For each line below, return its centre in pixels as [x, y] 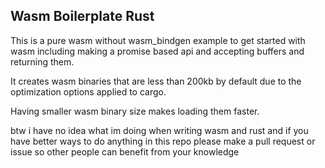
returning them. [42, 61]
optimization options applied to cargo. [88, 91]
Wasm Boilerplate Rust [82, 16]
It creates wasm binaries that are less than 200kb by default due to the [156, 81]
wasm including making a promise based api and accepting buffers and [157, 51]
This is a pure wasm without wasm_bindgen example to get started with [158, 40]
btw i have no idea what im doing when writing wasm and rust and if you [159, 130]
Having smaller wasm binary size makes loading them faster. [135, 111]
